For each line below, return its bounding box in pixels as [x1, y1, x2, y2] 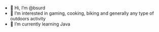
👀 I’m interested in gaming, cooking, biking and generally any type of [10, 10, 154, 16]
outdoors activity [10, 16, 46, 21]
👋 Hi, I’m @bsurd [10, 5, 46, 11]
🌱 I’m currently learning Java [10, 21, 71, 27]
